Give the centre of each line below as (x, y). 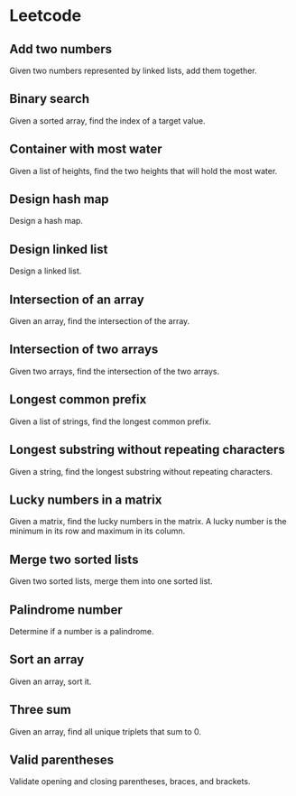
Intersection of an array (77, 299)
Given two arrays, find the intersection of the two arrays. (114, 371)
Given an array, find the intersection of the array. (100, 321)
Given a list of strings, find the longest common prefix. (111, 421)
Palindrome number (66, 610)
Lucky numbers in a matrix (86, 500)
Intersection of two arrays (84, 350)
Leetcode (46, 16)
